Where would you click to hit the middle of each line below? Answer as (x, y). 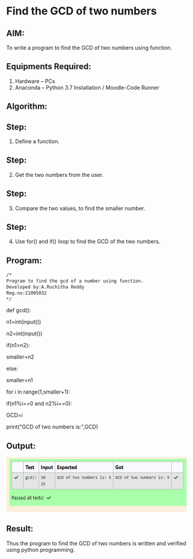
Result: (20, 529)
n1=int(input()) (24, 322)
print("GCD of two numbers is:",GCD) (52, 427)
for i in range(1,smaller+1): (38, 392)
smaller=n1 (20, 380)
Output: (21, 446)
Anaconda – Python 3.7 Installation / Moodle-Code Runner (87, 87)
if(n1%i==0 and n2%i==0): (39, 404)
